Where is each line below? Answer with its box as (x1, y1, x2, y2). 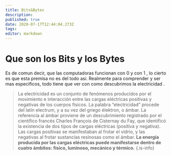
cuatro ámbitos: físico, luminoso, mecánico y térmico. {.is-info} (17, 145, 155, 151)
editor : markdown (5, 31, 42, 36)
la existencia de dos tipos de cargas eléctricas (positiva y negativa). (17, 123, 161, 129)
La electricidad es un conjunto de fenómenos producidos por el (17, 90, 152, 97)
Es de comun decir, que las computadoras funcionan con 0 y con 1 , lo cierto (5, 70, 166, 76)
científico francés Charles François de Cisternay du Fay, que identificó (17, 118, 166, 124)
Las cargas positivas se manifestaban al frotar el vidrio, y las (17, 128, 145, 135)
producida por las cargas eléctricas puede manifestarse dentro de (17, 139, 162, 145)
